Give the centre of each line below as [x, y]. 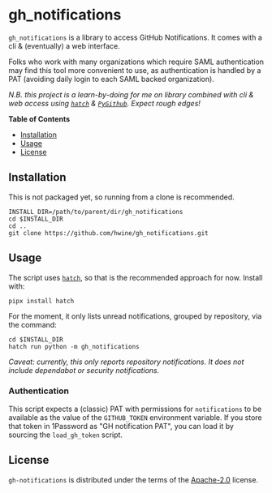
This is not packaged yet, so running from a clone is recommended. [121, 197]
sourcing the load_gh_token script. [66, 435]
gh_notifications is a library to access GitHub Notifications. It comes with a [135, 37]
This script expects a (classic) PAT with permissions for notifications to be [135, 409]
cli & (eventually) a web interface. [64, 45]
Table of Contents [39, 118]
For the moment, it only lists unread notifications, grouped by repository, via [135, 316]
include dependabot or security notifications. [84, 370]
